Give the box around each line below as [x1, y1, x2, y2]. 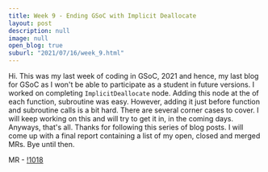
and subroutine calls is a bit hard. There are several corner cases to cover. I [8, 105, 260, 115]
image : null [8, 34, 48, 43]
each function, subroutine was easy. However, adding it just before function [8, 97, 261, 106]
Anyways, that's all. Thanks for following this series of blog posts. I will [8, 122, 244, 132]
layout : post [8, 19, 52, 27]
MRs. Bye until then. [8, 140, 75, 149]
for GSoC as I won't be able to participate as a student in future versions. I [8, 80, 255, 89]
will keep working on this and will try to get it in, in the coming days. [8, 114, 234, 123]
